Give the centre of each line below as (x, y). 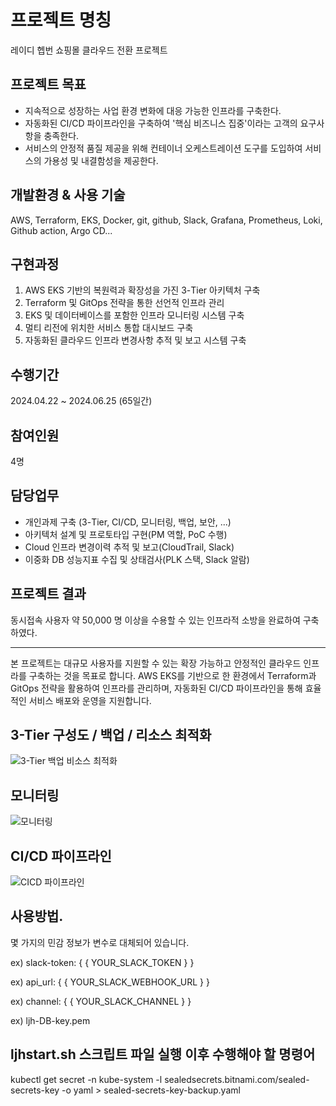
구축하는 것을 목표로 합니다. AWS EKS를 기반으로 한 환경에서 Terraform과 (172, 675)
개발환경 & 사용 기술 (68, 195)
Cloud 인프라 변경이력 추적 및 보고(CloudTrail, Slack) (129, 547)
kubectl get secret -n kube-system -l (86, 1079)
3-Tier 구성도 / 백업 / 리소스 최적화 (111, 735)
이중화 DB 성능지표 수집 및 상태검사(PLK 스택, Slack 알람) (137, 559)
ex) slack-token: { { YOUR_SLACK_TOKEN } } (102, 962)
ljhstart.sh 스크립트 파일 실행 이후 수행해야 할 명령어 (163, 1054)
